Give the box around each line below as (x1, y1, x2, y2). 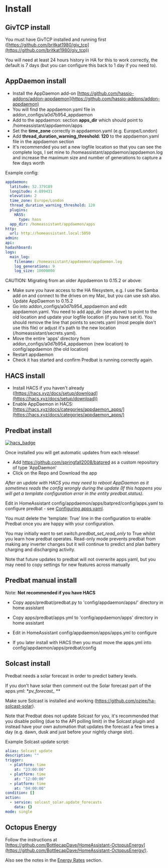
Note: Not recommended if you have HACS (5, 589, 96, 595)
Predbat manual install (5, 576, 77, 585)
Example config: (5, 169, 39, 175)
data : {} (14, 804, 33, 810)
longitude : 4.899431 (10, 189, 53, 194)
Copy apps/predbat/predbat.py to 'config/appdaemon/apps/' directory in (12, 599, 163, 605)
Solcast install (5, 659, 51, 668)
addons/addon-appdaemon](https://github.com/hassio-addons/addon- (12, 95, 160, 101)
